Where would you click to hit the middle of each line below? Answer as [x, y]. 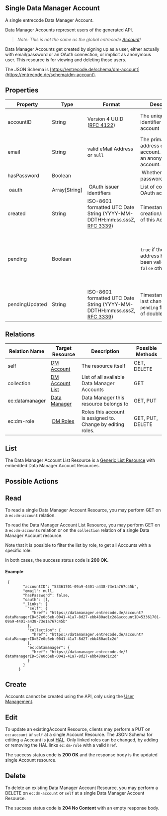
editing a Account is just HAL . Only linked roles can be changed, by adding [82, 740]
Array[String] [67, 190]
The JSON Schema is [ [28, 69]
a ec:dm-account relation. [30, 515]
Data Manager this [103, 398]
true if [147, 249]
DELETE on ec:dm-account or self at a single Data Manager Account [75, 793]
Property [27, 104]
